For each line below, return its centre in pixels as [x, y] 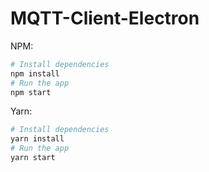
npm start [31, 92]
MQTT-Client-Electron [105, 18]
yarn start [33, 158]
